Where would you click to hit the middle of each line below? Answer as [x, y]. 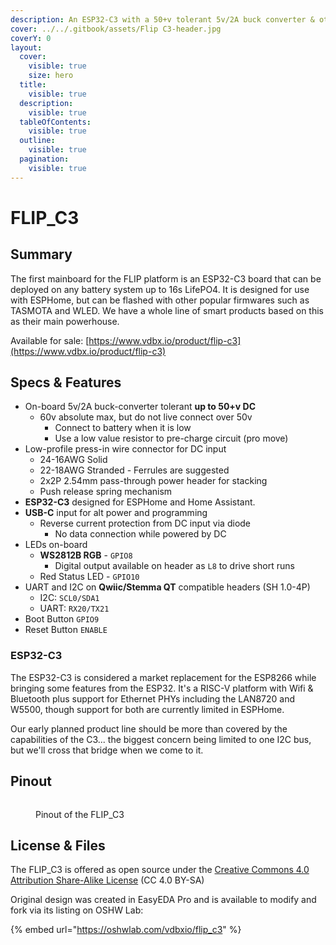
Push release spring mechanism [106, 492]
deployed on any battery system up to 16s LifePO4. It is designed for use [160, 289]
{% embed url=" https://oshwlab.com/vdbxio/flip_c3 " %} [126, 930]
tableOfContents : [55, 122]
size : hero [51, 76]
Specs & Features [66, 382]
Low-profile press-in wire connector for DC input [125, 449]
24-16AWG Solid [73, 460]
